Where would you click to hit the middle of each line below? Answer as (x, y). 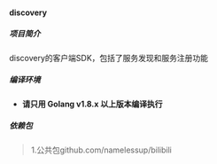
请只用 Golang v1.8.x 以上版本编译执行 (92, 104)
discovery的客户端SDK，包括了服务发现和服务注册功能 (109, 58)
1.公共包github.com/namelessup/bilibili (101, 150)
